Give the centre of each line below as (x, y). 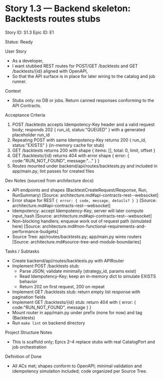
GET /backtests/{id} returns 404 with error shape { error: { (71, 155)
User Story (16, 51)
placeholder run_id (31, 135)
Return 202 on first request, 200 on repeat (62, 286)
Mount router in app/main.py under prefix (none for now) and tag (77, 312)
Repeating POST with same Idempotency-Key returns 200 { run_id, (79, 140)
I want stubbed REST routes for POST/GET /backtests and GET (75, 66)
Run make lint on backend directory (48, 323)
